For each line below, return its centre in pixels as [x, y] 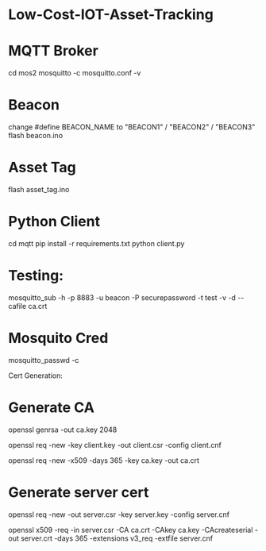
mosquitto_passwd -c [44, 360]
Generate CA [52, 407]
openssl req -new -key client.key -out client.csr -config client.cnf [115, 445]
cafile [17, 306]
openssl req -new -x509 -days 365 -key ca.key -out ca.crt [104, 460]
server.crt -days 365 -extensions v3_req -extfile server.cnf [117, 538]
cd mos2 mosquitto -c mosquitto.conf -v [75, 73]
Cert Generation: [36, 376]
